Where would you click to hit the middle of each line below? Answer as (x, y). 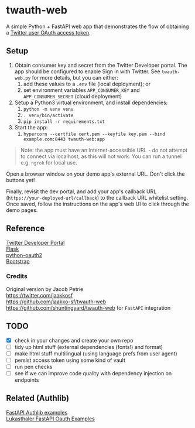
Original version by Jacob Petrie (45, 289)
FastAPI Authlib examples (37, 412)
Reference (25, 229)
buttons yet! (20, 180)
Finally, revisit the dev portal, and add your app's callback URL (81, 191)
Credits (17, 276)
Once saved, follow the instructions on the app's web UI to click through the (97, 204)
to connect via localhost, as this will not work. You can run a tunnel (101, 156)
